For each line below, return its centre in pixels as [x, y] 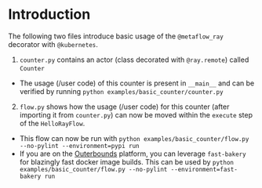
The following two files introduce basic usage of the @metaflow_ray [116, 36]
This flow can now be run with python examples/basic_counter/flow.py [134, 138]
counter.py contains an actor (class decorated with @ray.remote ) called [134, 60]
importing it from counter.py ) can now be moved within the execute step [136, 114]
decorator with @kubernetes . [53, 44]
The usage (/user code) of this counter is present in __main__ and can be [137, 83]
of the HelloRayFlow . [52, 123]
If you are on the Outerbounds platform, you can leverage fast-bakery [133, 154]
